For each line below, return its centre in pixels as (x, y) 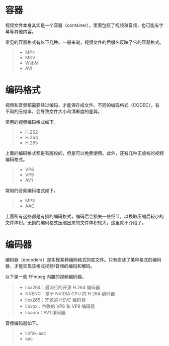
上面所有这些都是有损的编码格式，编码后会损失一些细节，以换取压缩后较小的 (84, 216)
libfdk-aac (35, 333)
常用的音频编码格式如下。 (32, 190)
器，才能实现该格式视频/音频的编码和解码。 (50, 266)
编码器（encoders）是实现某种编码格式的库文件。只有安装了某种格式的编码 (83, 259)
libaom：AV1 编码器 (45, 312)
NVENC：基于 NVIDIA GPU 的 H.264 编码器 (70, 293)
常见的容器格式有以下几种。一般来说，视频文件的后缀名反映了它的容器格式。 (84, 42)
